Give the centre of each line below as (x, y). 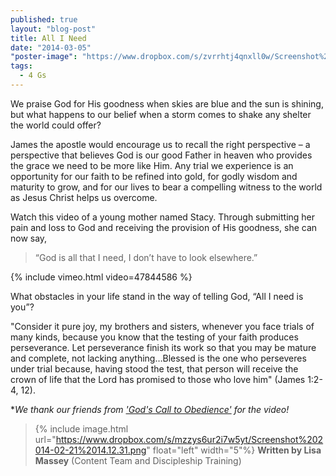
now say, (29, 238)
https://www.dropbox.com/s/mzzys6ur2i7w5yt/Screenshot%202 (189, 439)
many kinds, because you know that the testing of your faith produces (154, 337)
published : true (44, 19)
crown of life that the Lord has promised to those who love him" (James (158, 379)
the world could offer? (56, 125)
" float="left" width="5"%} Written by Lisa (234, 450)
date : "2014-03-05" (51, 47)
